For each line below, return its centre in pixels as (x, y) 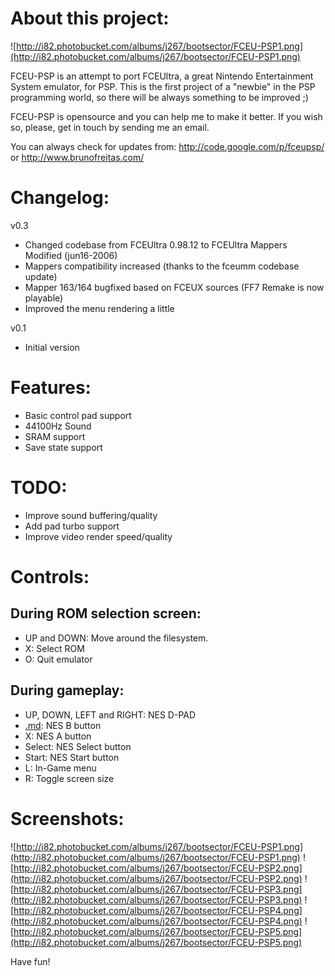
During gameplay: (67, 690)
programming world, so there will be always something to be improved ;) (159, 97)
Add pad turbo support (72, 526)
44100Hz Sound (58, 426)
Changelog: (60, 198)
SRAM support (55, 436)
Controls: (50, 576)
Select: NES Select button (78, 746)
